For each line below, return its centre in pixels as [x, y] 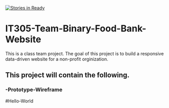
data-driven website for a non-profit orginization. [57, 59]
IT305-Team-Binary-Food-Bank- [76, 29]
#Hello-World [19, 101]
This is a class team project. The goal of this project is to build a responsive [85, 53]
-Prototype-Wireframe [34, 90]
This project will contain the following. [67, 75]
